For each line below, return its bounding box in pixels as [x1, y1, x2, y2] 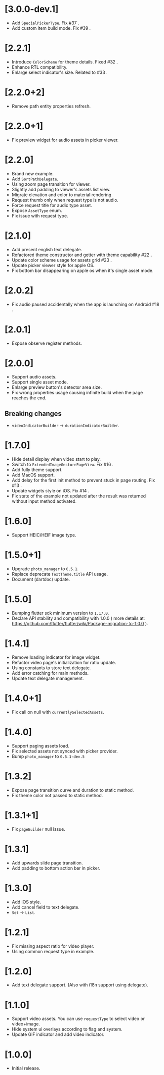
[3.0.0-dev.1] [4, 3, 59, 15]
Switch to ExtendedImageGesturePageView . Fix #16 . [11, 462, 114, 468]
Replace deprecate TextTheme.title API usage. [11, 571, 108, 577]
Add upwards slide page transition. [11, 860, 83, 865]
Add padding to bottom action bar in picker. [11, 865, 101, 871]
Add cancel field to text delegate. [11, 904, 80, 910]
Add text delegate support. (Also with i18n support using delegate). [11, 982, 149, 988]
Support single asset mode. [11, 379, 68, 385]
